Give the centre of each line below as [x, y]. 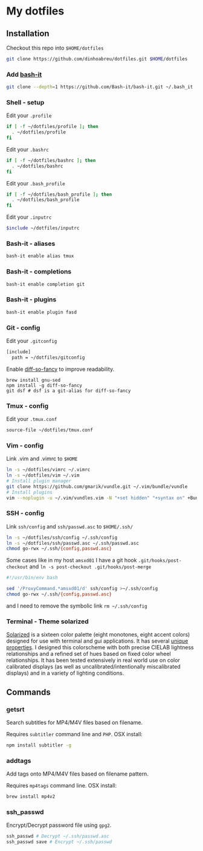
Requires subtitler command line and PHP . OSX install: [75, 734]
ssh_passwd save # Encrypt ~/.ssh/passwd [59, 842]
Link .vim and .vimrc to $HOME [42, 459]
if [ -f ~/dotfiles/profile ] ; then [52, 127]
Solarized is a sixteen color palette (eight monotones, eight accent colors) [98, 635]
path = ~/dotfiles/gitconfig [48, 358]
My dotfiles [35, 11]
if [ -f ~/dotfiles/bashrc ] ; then [51, 160]
